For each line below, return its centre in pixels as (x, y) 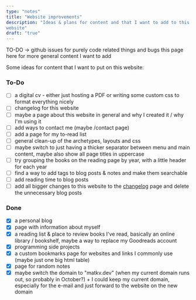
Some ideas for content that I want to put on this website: (75, 67)
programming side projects (47, 247)
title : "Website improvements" (44, 17)
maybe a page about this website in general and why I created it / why (99, 115)
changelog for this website (47, 108)
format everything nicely (44, 102)
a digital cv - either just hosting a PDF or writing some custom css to (97, 95)
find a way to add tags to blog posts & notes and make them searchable (101, 173)
